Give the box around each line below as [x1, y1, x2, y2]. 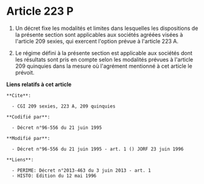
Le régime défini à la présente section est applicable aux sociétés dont [15, 49, 193, 56]
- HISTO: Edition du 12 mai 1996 [12, 172, 97, 178]
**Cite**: [6, 92, 32, 98]
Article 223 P [6, 4, 74, 18]
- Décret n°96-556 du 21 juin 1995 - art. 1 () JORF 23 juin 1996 [12, 145, 184, 152]
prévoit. [15, 68, 35, 76]
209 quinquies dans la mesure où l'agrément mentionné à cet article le [15, 62, 193, 70]
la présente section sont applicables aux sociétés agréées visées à [15, 31, 183, 38]
